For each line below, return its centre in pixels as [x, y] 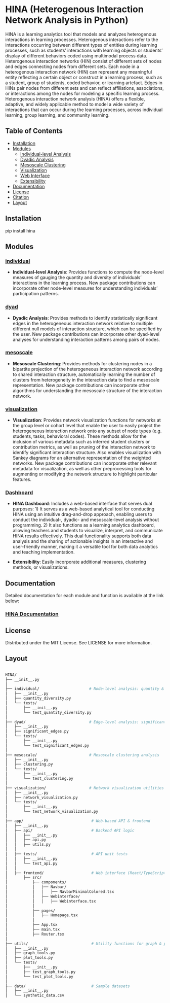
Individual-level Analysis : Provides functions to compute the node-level [88, 272]
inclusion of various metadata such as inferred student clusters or [81, 442]
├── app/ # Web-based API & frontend [78, 821]
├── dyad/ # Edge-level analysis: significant [86, 722]
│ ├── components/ [36, 882]
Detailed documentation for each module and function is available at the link [84, 596]
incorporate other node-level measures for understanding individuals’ [85, 288]
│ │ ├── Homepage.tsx [42, 915]
